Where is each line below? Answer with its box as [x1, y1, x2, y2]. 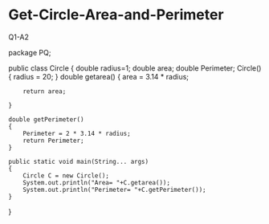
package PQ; [8, 47, 51, 57]
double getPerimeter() [8, 115, 84, 124]
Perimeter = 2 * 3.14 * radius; [22, 129, 131, 137]
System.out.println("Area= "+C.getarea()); [22, 178, 171, 186]
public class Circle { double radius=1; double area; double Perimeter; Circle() [8, 63, 262, 73]
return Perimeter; [22, 136, 84, 145]
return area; [22, 87, 67, 96]
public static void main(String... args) [8, 157, 149, 165]
